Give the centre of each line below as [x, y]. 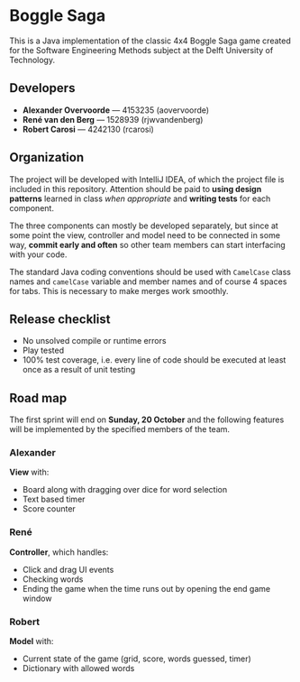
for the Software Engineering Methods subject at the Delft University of [141, 50]
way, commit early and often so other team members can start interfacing [147, 244]
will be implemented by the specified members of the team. [120, 429]
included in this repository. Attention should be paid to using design [136, 189]
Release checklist [60, 319]
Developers [42, 88]
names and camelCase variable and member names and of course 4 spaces [148, 281]
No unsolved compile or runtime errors [94, 341]
